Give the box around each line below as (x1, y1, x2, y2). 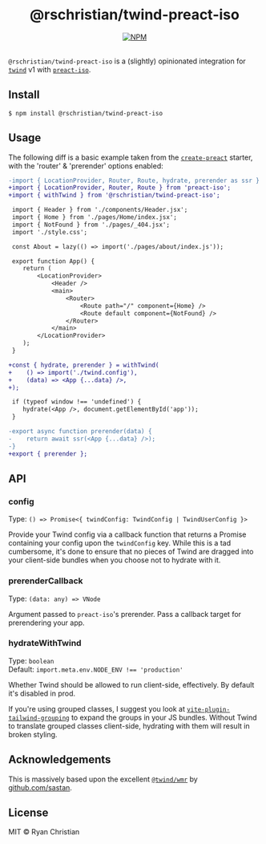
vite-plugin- (187, 705, 231, 713)
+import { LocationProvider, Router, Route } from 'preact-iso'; (8, 184, 231, 192)
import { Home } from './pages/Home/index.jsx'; (11, 213, 178, 221)
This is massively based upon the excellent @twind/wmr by (8, 774, 198, 784)
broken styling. (8, 729, 58, 739)
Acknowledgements (8, 753, 111, 767)
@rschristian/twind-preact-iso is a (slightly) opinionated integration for (8, 56, 246, 66)
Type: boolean (8, 655, 54, 665)
